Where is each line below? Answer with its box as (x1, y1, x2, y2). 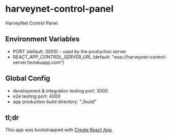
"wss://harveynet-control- (112, 54, 167, 60)
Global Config (5, 74, 50, 83)
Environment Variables (5, 35, 80, 43)
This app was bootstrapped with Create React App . (5, 127, 114, 133)
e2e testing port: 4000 (12, 93, 60, 99)
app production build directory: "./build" (12, 98, 97, 105)
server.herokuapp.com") (12, 59, 65, 65)
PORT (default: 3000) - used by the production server (12, 48, 126, 54)
